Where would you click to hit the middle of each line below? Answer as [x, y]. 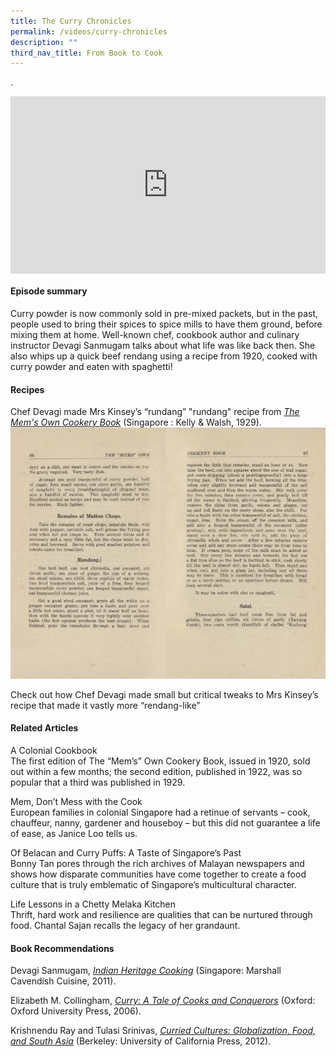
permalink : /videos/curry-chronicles [89, 31]
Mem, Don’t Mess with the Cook [76, 801]
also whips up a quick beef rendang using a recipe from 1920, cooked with [164, 356]
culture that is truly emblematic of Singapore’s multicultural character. [153, 884]
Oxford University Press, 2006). [76, 1011]
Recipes [27, 389]
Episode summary [49, 291]
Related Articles [44, 728]
